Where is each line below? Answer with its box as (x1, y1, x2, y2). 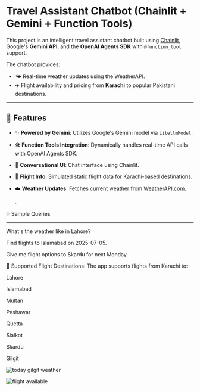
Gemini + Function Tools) (6, 17, 133, 30)
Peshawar (6, 308, 31, 315)
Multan (6, 297, 24, 304)
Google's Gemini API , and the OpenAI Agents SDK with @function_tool (6, 43, 182, 50)
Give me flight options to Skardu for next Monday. (6, 250, 129, 257)
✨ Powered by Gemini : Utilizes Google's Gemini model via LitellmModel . (14, 129, 193, 136)
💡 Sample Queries (6, 210, 51, 217)
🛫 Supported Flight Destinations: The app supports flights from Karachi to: (6, 262, 188, 269)
